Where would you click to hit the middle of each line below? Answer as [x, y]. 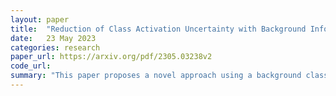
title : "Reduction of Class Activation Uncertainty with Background [158, 29]
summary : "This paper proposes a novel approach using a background [156, 76]
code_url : [31, 66]
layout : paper [40, 19]
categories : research [55, 47]
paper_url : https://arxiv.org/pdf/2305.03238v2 [111, 57]
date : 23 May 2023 [53, 38]
